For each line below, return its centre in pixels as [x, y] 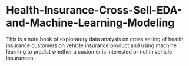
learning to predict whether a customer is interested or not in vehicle [89, 51]
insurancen [20, 58]
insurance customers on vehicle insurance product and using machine [91, 45]
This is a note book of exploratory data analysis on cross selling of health [95, 39]
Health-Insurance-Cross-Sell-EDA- [94, 10]
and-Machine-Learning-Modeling [90, 23]
